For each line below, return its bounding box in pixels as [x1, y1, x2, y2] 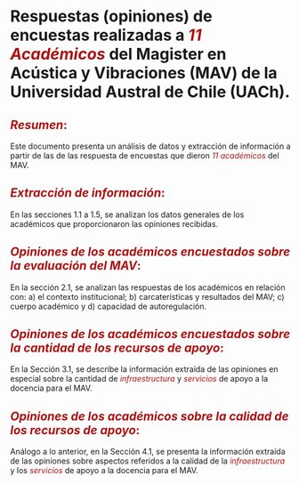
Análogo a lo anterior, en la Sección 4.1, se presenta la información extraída [10, 447, 286, 457]
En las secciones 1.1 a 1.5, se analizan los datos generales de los [10, 209, 245, 220]
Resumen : [10, 117, 68, 133]
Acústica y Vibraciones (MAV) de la [10, 63, 279, 84]
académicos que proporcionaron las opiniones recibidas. [10, 218, 219, 229]
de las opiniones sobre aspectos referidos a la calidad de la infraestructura [10, 456, 286, 466]
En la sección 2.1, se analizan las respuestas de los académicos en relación [10, 282, 286, 293]
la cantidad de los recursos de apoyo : [10, 341, 225, 356]
